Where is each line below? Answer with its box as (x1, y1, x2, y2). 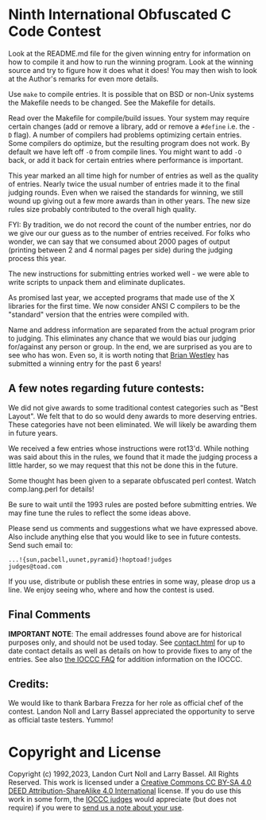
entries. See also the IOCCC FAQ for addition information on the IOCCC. (8, 654, 243, 664)
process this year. (8, 253, 67, 263)
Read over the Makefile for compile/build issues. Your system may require (8, 113, 250, 122)
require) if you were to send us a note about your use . (8, 803, 184, 813)
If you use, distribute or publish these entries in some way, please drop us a (8, 576, 256, 586)
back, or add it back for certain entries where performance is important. (8, 155, 244, 164)
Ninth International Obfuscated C (8, 6, 232, 24)
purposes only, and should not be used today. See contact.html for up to (8, 637, 245, 647)
